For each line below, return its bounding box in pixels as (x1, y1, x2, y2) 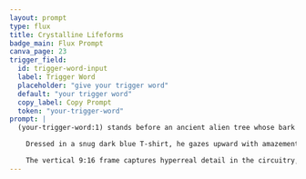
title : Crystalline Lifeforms (9, 30, 125, 39)
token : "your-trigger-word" (17, 106, 125, 115)
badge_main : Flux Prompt (9, 38, 104, 48)
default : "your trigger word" (17, 89, 132, 98)
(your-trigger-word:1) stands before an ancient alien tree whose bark (17, 124, 296, 133)
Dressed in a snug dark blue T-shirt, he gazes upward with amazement (25, 140, 300, 149)
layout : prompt (9, 13, 67, 23)
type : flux (9, 22, 51, 31)
